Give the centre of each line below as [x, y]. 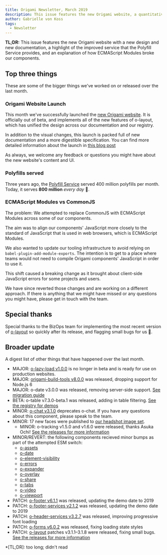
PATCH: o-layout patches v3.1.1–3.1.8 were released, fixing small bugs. [84, 532]
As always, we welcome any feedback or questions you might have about [80, 155]
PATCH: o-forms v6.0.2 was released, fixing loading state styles [78, 527]
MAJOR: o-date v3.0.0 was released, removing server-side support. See [86, 390]
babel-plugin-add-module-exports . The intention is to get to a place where [81, 253]
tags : [11, 24]
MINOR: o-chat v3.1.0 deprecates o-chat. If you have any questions [81, 411]
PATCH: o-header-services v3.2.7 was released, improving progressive [85, 516]
